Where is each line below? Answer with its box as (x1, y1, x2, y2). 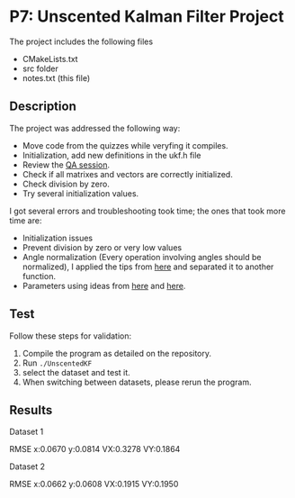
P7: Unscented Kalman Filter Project (9, 6, 285, 27)
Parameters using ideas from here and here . (22, 280, 186, 291)
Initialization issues (22, 232, 93, 243)
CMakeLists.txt (22, 53, 78, 64)
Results (9, 403, 53, 418)
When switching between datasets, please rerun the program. (22, 376, 252, 387)
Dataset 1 (9, 426, 44, 438)
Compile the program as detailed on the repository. (22, 348, 212, 358)
